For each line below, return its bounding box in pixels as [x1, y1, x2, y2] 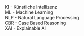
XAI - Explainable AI [5, 25, 46, 31]
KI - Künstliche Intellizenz [5, 4, 57, 10]
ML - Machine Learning [5, 9, 53, 15]
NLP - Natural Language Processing [5, 15, 79, 20]
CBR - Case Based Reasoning [5, 20, 66, 26]
